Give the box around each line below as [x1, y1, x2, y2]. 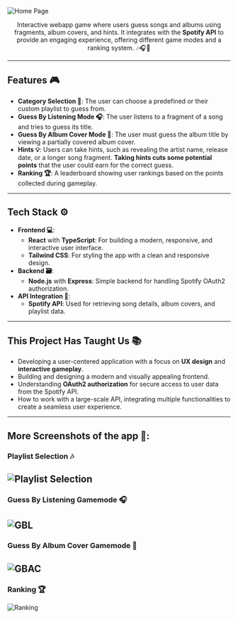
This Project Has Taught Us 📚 [7, 335, 142, 348]
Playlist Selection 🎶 [7, 451, 74, 461]
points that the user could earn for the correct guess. [17, 161, 174, 169]
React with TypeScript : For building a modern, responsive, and [28, 235, 212, 244]
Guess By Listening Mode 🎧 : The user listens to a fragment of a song [17, 112, 223, 121]
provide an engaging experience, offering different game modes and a [16, 36, 222, 44]
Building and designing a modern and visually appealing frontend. [17, 372, 210, 381]
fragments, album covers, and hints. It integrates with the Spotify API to [13, 28, 225, 36]
